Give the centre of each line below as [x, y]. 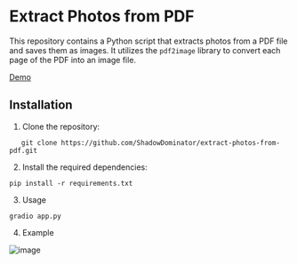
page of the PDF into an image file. [72, 60]
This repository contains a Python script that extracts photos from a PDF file [148, 41]
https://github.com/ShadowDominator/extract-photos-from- [170, 143]
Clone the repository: [61, 126]
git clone [39, 143]
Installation [41, 105]
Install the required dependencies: [85, 167]
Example [38, 232]
